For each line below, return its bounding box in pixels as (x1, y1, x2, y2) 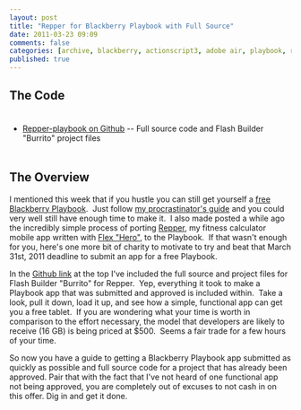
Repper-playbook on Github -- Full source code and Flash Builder (21, 123, 264, 134)
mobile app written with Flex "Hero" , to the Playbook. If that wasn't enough (9, 231, 288, 242)
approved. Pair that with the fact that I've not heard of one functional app (9, 371, 279, 382)
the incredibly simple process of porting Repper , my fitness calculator (9, 222, 267, 233)
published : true (9, 55, 70, 64)
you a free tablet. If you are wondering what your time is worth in (9, 306, 251, 317)
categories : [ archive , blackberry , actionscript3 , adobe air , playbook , (9, 47, 287, 56)
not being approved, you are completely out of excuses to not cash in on (9, 380, 278, 391)
